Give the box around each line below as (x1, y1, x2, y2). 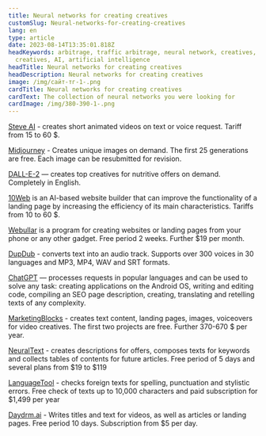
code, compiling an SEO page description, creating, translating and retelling (8, 290, 255, 300)
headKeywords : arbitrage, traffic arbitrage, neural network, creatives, (8, 48, 257, 56)
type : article (8, 33, 55, 42)
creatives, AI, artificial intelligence (15, 56, 150, 64)
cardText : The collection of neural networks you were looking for (8, 93, 236, 101)
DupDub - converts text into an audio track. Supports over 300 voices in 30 (8, 249, 255, 258)
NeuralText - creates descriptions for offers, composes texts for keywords (8, 346, 251, 355)
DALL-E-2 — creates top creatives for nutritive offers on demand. (8, 170, 221, 179)
